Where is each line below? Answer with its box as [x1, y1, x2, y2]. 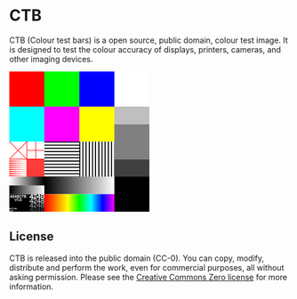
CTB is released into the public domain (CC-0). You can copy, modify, [9, 253, 265, 263]
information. [9, 281, 54, 292]
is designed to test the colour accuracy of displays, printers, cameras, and [9, 44, 282, 54]
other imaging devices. [9, 53, 93, 64]
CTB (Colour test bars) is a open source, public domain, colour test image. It [9, 35, 289, 45]
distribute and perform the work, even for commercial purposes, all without [9, 262, 285, 272]
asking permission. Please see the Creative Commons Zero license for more [9, 271, 287, 282]
